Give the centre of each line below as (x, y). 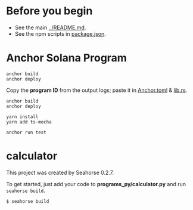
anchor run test (26, 132)
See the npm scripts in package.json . (60, 33)
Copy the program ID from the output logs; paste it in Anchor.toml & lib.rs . (97, 90)
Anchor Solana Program (66, 58)
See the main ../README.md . (50, 27)
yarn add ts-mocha (29, 122)
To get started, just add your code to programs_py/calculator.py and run (96, 184)
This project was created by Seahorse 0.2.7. (60, 172)
